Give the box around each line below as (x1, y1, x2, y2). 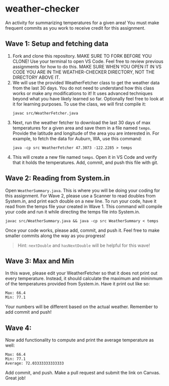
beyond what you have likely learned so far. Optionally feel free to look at (12, 95, 164, 102)
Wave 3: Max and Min (5, 257, 74, 265)
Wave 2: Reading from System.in (5, 174, 110, 182)
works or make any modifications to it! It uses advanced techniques (12, 90, 153, 96)
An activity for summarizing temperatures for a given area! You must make (5, 20, 159, 26)
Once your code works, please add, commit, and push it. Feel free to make (5, 227, 160, 233)
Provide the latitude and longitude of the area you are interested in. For (12, 130, 159, 136)
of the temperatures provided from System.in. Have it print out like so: (5, 281, 150, 287)
